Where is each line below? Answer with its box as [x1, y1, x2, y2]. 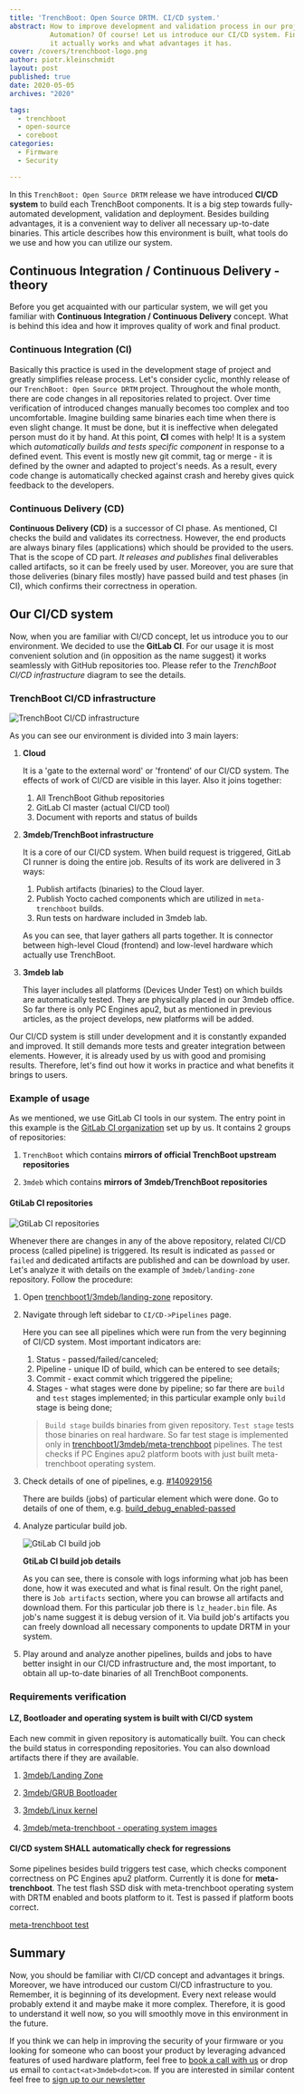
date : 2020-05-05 [9, 81, 75, 90]
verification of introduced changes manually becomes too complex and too [9, 402, 290, 413]
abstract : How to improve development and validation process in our [9, 22, 278, 31]
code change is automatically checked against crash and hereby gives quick [9, 470, 295, 480]
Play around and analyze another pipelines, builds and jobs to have [22, 1648, 272, 1659]
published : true [9, 73, 71, 82]
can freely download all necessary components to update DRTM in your [22, 1621, 291, 1632]
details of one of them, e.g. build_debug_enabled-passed [22, 1502, 236, 1514]
